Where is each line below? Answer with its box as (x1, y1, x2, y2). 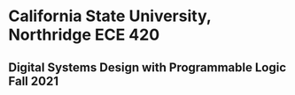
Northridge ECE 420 (8, 25, 160, 45)
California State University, (8, 6, 212, 26)
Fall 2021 (8, 73, 59, 89)
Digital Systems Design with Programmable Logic (8, 60, 287, 75)
